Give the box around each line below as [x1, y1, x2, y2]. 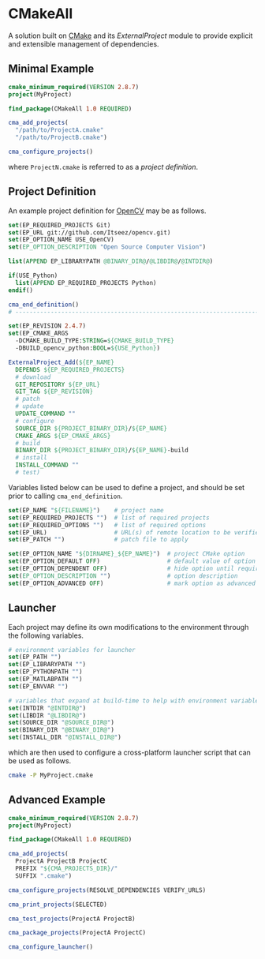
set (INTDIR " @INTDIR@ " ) [8, 704, 87, 712]
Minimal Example [8, 62, 95, 76]
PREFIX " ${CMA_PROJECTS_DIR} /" [15, 865, 118, 873]
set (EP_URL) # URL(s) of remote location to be [8, 528, 231, 537]
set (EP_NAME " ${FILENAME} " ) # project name [8, 506, 164, 514]
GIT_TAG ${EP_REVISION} [15, 388, 93, 395]
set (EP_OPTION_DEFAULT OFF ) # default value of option [8, 557, 256, 565]
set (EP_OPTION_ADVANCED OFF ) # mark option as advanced [8, 579, 256, 587]
